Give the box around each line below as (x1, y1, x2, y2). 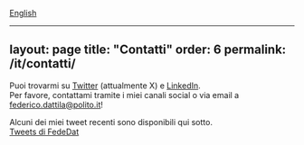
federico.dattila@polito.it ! (9, 99, 104, 110)
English (9, 8, 37, 18)
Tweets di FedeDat (9, 126, 80, 137)
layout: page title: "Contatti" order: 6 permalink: (9, 42, 287, 58)
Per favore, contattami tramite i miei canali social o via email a (9, 89, 240, 100)
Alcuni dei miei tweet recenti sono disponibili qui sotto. (9, 116, 213, 127)
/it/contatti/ (9, 56, 76, 71)
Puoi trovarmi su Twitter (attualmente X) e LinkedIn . (9, 80, 201, 91)
